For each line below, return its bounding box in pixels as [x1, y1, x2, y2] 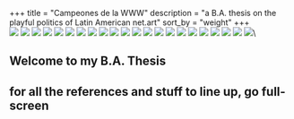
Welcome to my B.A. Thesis [9, 54, 167, 69]
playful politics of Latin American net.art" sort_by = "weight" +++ [9, 17, 250, 28]
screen [9, 98, 49, 113]
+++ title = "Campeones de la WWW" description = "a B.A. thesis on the [9, 8, 277, 18]
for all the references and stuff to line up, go [9, 84, 260, 99]
